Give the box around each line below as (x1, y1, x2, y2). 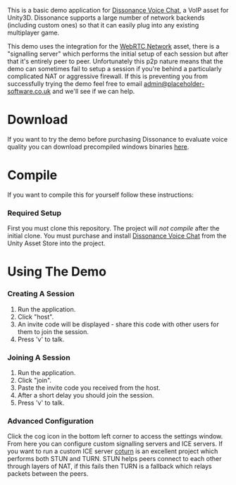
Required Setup (7, 208, 62, 218)
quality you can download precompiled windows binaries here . (7, 142, 190, 151)
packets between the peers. (7, 469, 89, 478)
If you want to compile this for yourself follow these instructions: (7, 190, 194, 199)
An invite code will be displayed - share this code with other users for (17, 320, 220, 329)
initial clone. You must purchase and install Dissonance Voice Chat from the (7, 232, 227, 240)
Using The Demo (7, 264, 107, 280)
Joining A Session (7, 352, 70, 362)
